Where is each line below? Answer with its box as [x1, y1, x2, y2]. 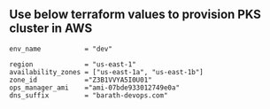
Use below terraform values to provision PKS [9, 7, 261, 22]
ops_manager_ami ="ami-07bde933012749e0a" [9, 83, 180, 92]
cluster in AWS [9, 21, 93, 36]
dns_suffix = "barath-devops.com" [9, 90, 168, 100]
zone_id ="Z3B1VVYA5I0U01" [9, 75, 152, 84]
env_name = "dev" [9, 44, 113, 53]
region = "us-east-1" [9, 59, 137, 69]
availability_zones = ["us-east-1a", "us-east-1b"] [9, 67, 204, 76]
